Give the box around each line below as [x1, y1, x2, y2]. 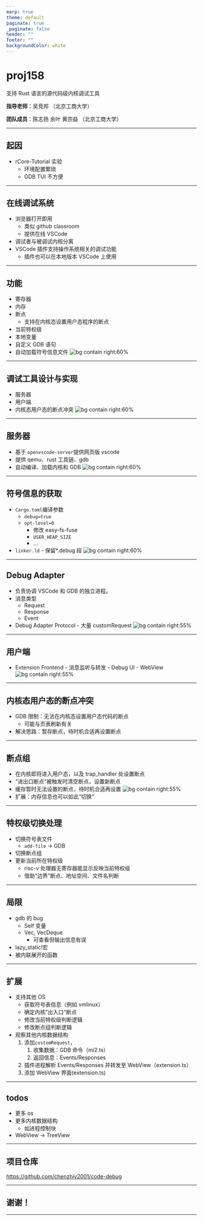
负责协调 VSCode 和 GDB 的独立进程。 [14, 587, 112, 594]
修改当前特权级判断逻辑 [24, 1016, 83, 1023]
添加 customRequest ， [24, 1039, 76, 1046]
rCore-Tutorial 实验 [14, 158, 62, 165]
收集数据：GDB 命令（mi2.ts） [33, 1046, 109, 1054]
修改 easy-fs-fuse [33, 526, 78, 533]
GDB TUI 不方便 [24, 173, 63, 180]
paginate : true [6, 20, 45, 26]
